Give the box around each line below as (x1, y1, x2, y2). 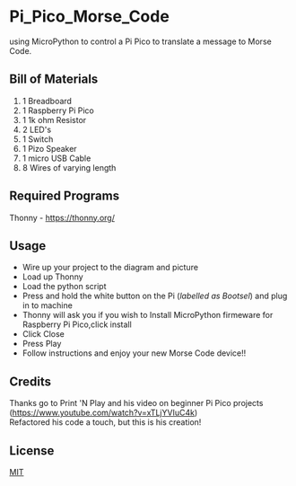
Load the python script (22, 281, 107, 292)
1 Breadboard (22, 95, 72, 106)
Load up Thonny (22, 271, 83, 282)
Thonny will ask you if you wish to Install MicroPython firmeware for (22, 310, 274, 321)
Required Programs (9, 189, 119, 204)
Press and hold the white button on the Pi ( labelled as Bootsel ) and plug (22, 290, 288, 302)
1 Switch (22, 133, 54, 145)
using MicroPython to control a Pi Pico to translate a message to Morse (9, 36, 272, 47)
